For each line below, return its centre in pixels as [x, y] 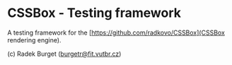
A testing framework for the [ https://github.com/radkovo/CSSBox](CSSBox [116, 32]
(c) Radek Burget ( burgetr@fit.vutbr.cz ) [64, 54]
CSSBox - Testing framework [94, 13]
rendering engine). [34, 40]
